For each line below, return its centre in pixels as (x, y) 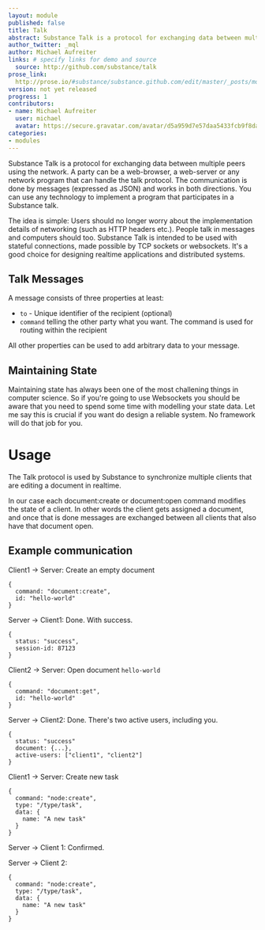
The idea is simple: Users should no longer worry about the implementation (131, 220)
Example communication (71, 551)
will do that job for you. (45, 423)
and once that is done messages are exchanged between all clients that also (132, 518)
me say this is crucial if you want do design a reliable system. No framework (132, 415)
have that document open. (51, 526)
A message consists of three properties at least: (86, 298)
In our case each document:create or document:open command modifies (127, 501)
